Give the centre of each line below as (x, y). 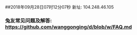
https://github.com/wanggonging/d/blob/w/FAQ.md (68, 27)
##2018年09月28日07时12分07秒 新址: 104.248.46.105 (59, 7)
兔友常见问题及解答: (29, 21)
